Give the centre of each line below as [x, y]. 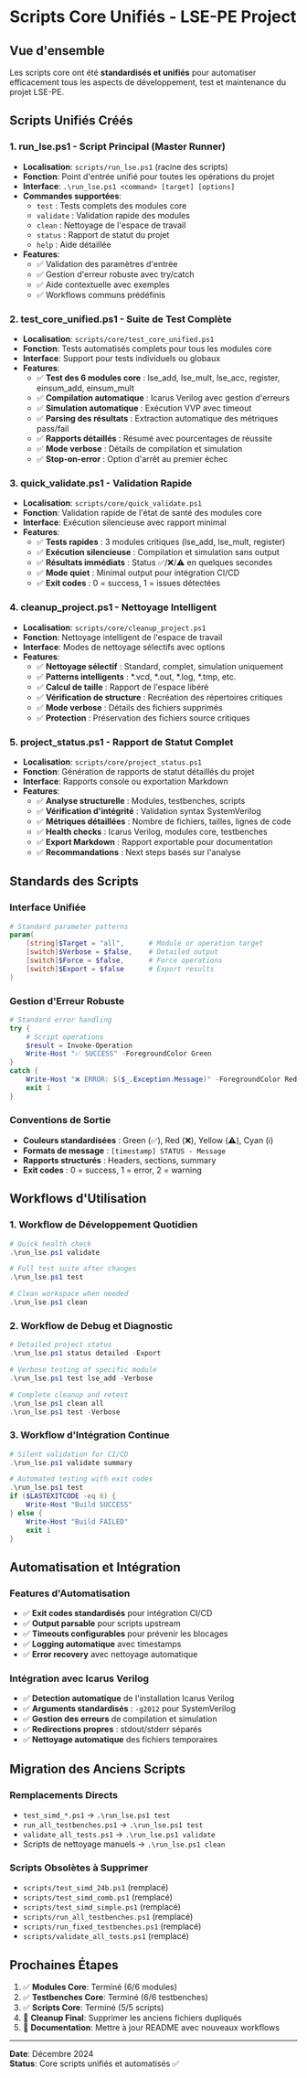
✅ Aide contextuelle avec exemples [103, 284]
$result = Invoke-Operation [79, 1045]
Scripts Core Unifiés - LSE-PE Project [153, 17]
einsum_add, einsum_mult [85, 388]
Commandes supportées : [72, 196]
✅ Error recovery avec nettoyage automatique [110, 1655]
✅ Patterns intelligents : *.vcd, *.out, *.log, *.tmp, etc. [136, 676]
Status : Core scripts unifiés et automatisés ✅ [95, 2063]
